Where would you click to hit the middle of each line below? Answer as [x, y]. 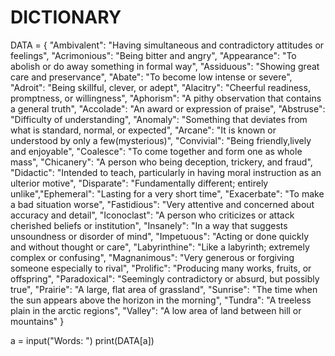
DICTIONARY [66, 17]
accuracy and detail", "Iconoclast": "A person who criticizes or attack [152, 215]
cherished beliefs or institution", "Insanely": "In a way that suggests [149, 225]
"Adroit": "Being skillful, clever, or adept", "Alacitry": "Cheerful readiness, [160, 87]
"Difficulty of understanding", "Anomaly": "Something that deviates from [159, 119]
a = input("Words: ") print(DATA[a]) [82, 340]
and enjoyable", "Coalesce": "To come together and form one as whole [156, 151]
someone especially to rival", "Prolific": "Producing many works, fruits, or [161, 268]
